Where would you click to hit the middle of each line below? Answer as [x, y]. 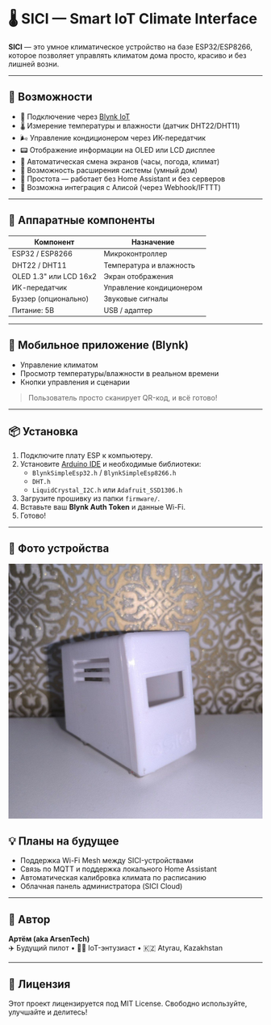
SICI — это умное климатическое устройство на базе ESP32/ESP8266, [130, 47]
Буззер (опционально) [50, 299]
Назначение [153, 242]
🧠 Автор [29, 919]
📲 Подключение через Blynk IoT [75, 116]
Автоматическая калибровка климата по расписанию [113, 878]
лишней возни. [34, 64]
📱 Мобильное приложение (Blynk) [99, 345]
